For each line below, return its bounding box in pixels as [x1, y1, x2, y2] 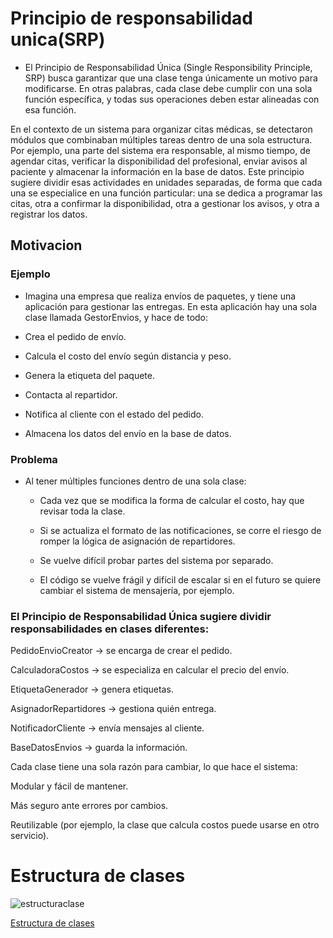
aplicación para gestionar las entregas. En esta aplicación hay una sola [24, 300, 318, 312]
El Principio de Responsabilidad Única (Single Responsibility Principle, [24, 61, 313, 73]
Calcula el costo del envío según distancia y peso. [24, 350, 232, 362]
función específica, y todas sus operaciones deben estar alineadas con [24, 93, 320, 105]
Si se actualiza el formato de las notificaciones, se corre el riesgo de [39, 524, 322, 536]
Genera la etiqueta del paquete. [24, 369, 155, 381]
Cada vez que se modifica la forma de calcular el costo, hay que [39, 494, 305, 506]
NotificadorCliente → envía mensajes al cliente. [10, 722, 205, 734]
